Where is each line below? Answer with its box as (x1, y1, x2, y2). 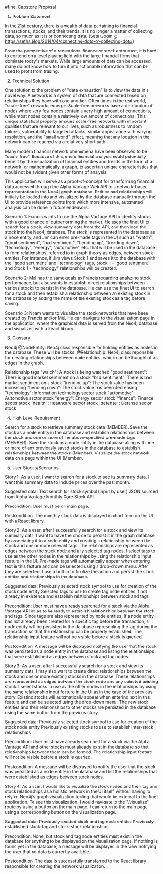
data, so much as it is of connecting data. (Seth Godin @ (5, 34, 118, 39)
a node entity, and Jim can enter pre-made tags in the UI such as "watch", (5, 234, 153, 240)
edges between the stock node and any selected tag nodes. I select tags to (5, 548, 156, 554)
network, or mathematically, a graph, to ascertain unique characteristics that (5, 164, 158, 170)
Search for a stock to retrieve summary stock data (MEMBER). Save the (5, 424, 148, 430)
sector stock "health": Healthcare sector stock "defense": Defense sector (5, 401, 152, 406)
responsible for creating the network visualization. (5, 863, 105, 869)
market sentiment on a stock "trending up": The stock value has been (5, 380, 144, 385)
